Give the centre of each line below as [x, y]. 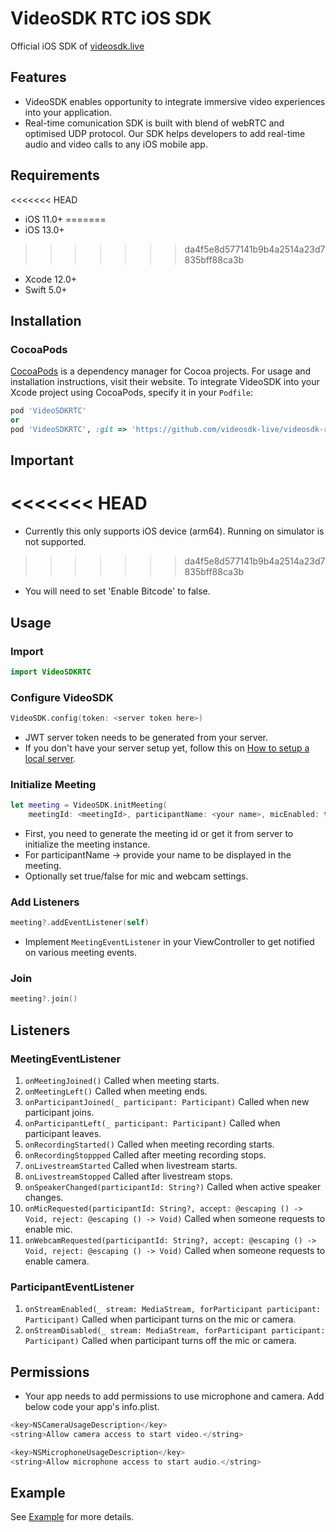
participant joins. [59, 1113]
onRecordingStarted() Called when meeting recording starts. [149, 1144]
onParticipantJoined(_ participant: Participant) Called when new [167, 1102]
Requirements [55, 175]
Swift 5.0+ [46, 289]
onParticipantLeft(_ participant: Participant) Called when [152, 1123]
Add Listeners [45, 902]
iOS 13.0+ [44, 229]
